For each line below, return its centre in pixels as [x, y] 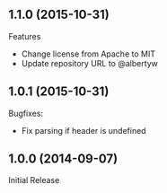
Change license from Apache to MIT [88, 54]
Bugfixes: [26, 113]
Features [25, 36]
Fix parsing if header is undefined [83, 130]
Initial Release [34, 180]
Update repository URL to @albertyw [90, 63]
